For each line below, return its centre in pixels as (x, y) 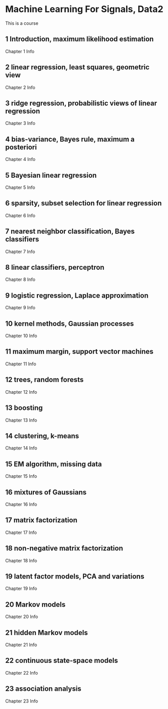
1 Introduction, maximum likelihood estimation (79, 39)
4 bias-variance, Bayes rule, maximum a (70, 139)
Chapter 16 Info (21, 504)
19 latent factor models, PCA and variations (75, 576)
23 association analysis (44, 689)
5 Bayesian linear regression (51, 175)
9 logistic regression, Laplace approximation (77, 295)
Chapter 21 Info (21, 645)
